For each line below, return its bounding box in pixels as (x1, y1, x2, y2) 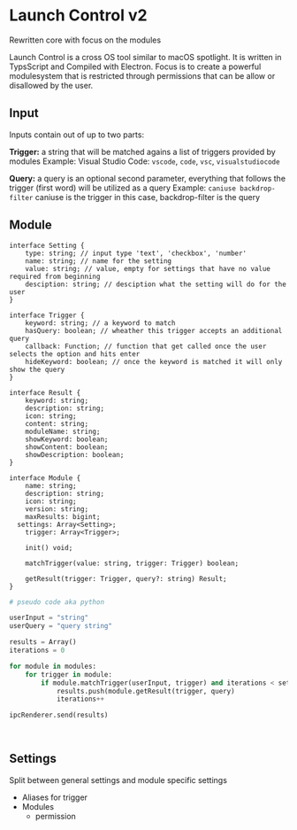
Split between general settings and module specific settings (9, 774, 228, 785)
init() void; (25, 543, 73, 552)
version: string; (25, 504, 89, 514)
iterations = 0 (9, 646, 65, 655)
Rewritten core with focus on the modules (9, 35, 162, 45)
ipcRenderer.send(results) (9, 710, 109, 720)
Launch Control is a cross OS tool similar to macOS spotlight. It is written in (9, 51, 282, 62)
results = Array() (9, 638, 77, 647)
